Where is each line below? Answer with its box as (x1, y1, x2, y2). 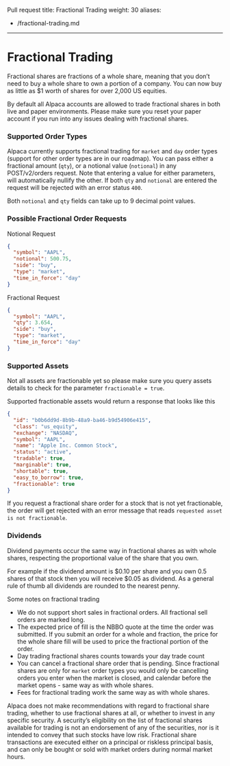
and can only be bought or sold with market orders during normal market (7, 745, 213, 753)
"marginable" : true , (13, 462, 72, 469)
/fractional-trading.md (16, 19, 80, 27)
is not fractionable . (7, 514, 68, 522)
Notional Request (7, 230, 56, 238)
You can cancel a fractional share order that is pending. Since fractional (16, 659, 220, 667)
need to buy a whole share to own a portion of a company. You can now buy (7, 79, 222, 88)
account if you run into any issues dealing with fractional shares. (7, 114, 190, 123)
